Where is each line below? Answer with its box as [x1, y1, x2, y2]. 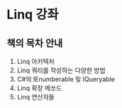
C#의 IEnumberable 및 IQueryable [16, 75, 115, 83]
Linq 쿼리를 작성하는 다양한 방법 [16, 66, 106, 75]
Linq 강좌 [6, 6, 59, 23]
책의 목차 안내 [6, 37, 63, 49]
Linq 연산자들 [16, 93, 55, 101]
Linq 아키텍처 [16, 58, 55, 65]
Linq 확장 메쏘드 [16, 84, 62, 92]
